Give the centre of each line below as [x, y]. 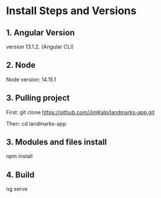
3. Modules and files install [57, 142]
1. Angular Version [40, 33]
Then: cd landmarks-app [36, 123]
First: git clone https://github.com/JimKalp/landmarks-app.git [80, 112]
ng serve [17, 189]
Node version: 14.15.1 [31, 79]
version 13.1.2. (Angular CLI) [40, 47]
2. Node [21, 65]
